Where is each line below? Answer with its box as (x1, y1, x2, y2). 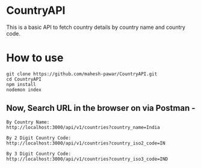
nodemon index (6, 87, 42, 93)
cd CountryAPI (6, 76, 42, 82)
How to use (6, 51, 64, 65)
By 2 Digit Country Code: (6, 135, 71, 141)
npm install (6, 81, 36, 87)
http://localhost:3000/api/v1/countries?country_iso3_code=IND (6, 156, 169, 162)
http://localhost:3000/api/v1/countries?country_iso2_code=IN (6, 140, 165, 146)
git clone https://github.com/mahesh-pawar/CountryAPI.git (6, 70, 158, 77)
